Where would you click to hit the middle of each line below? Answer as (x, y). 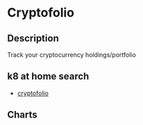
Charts (23, 115)
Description (33, 38)
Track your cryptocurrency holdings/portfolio (72, 55)
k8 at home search (48, 76)
